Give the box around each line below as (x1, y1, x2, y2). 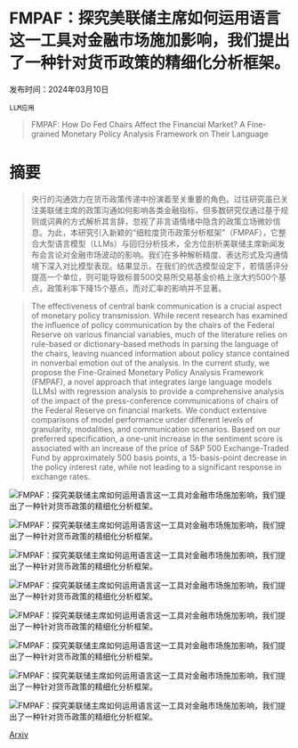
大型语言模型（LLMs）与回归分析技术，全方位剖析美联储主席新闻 (38, 238, 278, 249)
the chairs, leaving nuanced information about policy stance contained (30, 348, 290, 358)
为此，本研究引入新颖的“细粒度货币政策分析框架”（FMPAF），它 (46, 226, 278, 237)
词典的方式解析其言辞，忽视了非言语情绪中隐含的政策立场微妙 (46, 216, 273, 226)
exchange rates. (30, 471, 91, 481)
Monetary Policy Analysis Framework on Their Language (60, 128, 269, 139)
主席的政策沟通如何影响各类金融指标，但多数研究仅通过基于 (61, 204, 281, 215)
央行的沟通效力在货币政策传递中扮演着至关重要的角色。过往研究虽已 (30, 193, 281, 204)
